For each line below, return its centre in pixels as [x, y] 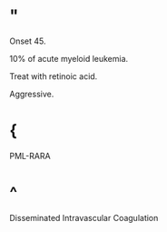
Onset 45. [28, 41]
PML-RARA [30, 156]
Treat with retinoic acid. [54, 76]
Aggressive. [32, 94]
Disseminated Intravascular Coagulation [84, 217]
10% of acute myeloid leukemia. [69, 58]
